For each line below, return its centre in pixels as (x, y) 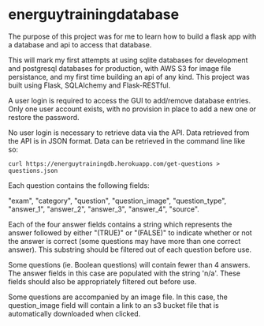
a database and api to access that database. (80, 44)
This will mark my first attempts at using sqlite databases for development (128, 60)
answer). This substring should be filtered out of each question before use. (130, 249)
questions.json (33, 170)
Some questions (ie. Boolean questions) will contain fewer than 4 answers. (129, 264)
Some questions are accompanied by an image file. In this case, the (118, 297)
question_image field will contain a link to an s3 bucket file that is (113, 305)
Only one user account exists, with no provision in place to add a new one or (132, 109)
